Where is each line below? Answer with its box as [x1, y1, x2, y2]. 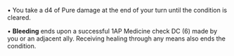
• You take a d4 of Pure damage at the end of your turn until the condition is [7, 6, 227, 14]
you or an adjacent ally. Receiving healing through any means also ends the [7, 34, 226, 43]
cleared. [7, 13, 32, 22]
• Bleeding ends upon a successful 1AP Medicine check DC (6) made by [7, 27, 218, 35]
